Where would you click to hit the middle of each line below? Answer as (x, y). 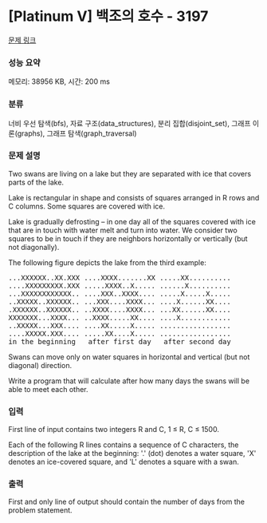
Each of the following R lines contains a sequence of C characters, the (124, 445)
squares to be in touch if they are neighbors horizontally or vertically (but (128, 238)
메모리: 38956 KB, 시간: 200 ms (59, 81)
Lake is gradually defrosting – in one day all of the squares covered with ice (132, 221)
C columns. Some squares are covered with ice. (87, 206)
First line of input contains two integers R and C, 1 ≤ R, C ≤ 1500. (114, 430)
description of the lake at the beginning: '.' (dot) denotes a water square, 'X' (132, 454)
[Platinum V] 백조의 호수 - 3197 (108, 16)
